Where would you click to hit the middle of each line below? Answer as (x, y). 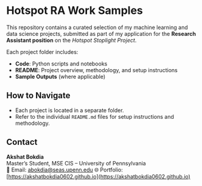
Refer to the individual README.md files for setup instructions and (95, 116)
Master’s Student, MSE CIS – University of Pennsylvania (76, 163)
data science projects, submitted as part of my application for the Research (101, 33)
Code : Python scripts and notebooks (61, 64)
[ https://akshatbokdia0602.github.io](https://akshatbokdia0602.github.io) (98, 176)
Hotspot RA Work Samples (75, 11)
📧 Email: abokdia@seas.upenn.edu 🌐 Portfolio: (64, 170)
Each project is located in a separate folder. (69, 110)
